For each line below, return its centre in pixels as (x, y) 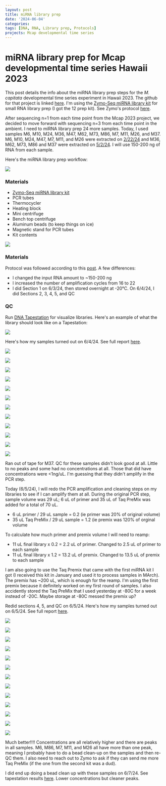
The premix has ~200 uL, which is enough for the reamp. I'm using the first (82, 580)
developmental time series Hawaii (76, 68)
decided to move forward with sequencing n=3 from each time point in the (81, 123)
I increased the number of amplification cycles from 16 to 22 (74, 283)
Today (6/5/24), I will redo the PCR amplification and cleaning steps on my (81, 489)
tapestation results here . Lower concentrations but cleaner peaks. (72, 778)
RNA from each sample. (29, 149)
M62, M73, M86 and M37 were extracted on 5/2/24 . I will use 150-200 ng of (83, 144)
